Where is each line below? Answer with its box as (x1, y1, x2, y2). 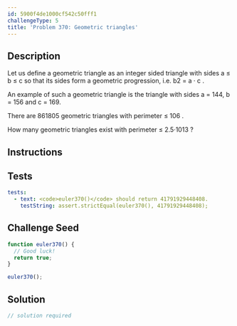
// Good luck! (14, 247, 56, 255)
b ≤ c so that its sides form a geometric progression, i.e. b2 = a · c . (7, 76, 205, 85)
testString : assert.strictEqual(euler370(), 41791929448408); (20, 202, 209, 210)
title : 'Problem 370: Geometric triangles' (7, 23, 139, 31)
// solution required (7, 312, 72, 320)
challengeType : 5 (7, 17, 59, 24)
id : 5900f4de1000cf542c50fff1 (7, 10, 98, 18)
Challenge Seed (7, 222, 80, 234)
